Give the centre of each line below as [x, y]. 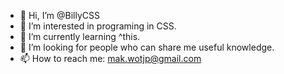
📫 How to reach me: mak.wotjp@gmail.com [110, 58]
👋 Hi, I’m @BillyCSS [59, 15]
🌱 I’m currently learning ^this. [80, 36]
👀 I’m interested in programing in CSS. [98, 26]
